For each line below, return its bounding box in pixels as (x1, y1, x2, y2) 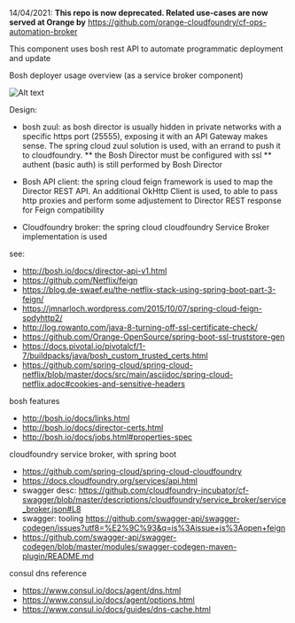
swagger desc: (21, 485, 77, 495)
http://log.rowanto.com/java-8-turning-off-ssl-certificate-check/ (21, 323, 259, 332)
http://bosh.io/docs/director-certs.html (21, 423, 164, 432)
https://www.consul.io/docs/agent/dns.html (21, 585, 182, 596)
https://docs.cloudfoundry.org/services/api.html (21, 476, 198, 486)
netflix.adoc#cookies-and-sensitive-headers (21, 378, 186, 389)
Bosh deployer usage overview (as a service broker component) (9, 70, 244, 81)
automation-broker (9, 27, 78, 36)
